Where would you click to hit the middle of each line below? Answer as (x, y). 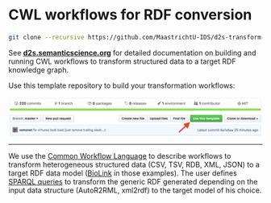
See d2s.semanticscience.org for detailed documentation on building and (132, 52)
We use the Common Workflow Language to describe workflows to (120, 156)
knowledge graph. (38, 69)
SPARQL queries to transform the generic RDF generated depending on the (133, 182)
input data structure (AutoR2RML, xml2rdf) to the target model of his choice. (135, 190)
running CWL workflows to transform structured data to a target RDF (122, 61)
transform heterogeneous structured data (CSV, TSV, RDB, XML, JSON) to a (134, 165)
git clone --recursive (46, 37)
